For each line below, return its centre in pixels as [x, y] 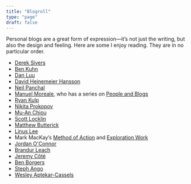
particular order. [25, 52]
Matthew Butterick [37, 125]
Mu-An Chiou [30, 113]
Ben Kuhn [26, 69]
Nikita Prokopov [34, 107]
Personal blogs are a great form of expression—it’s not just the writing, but [95, 39]
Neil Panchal [29, 88]
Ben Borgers [29, 162]
